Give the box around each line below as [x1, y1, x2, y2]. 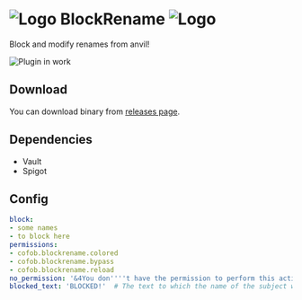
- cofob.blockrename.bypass [9, 257, 115, 266]
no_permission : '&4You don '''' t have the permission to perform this [9, 274, 276, 283]
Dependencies [9, 132, 93, 147]
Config [9, 191, 49, 207]
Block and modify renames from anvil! [9, 39, 150, 49]
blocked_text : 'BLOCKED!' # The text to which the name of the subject [9, 282, 288, 291]
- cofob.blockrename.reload [9, 265, 115, 274]
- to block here [9, 232, 70, 242]
